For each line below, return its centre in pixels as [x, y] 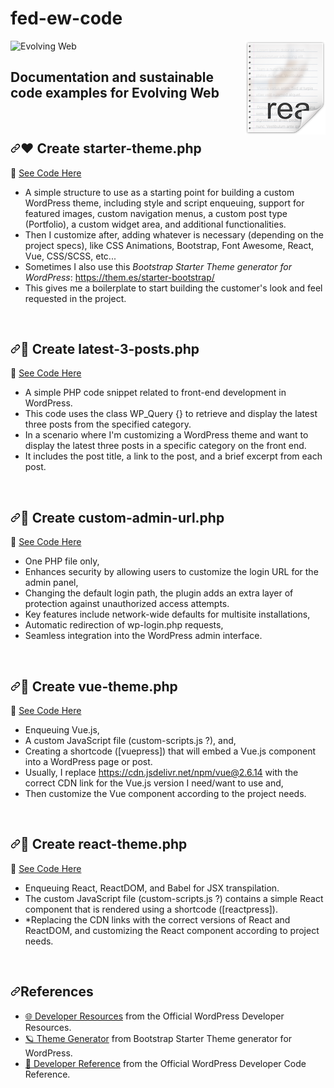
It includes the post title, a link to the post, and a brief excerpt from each [173, 456]
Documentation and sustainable [112, 77]
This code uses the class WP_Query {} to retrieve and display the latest [171, 414]
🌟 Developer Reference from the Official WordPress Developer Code [165, 1063]
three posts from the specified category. [108, 424]
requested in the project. [75, 298]
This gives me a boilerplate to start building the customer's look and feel [173, 288]
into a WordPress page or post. [88, 761]
